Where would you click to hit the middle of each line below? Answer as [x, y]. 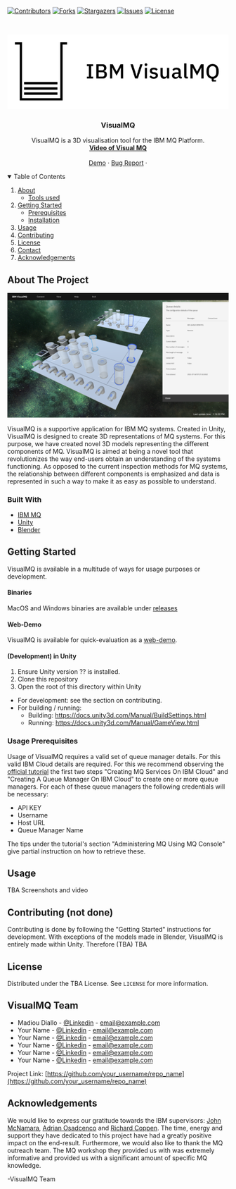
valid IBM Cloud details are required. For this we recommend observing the [116, 764]
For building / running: [50, 708]
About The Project [48, 279]
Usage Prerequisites [43, 741]
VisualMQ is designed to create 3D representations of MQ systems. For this [117, 436]
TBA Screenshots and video [48, 890]
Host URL [31, 823]
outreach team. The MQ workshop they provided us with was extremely [111, 1150]
